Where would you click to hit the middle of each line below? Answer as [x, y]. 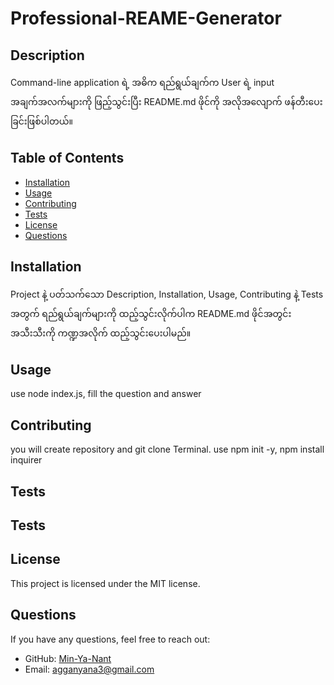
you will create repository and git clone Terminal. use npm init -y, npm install [167, 449]
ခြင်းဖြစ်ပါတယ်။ [41, 121]
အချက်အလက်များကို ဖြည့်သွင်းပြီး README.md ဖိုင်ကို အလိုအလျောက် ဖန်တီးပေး [166, 101]
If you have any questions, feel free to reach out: [110, 639]
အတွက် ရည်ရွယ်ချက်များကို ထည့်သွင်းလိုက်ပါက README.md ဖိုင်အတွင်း [151, 313]
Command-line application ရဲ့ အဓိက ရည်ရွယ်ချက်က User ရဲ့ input [142, 82]
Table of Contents [67, 158]
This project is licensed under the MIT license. [105, 583]
